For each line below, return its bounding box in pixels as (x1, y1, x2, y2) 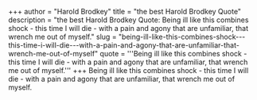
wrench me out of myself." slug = (8, 32, 117, 41)
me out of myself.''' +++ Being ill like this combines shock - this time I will (8, 66, 249, 75)
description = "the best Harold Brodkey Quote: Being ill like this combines (8, 15, 249, 25)
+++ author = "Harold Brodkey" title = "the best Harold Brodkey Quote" (8, 7, 241, 16)
